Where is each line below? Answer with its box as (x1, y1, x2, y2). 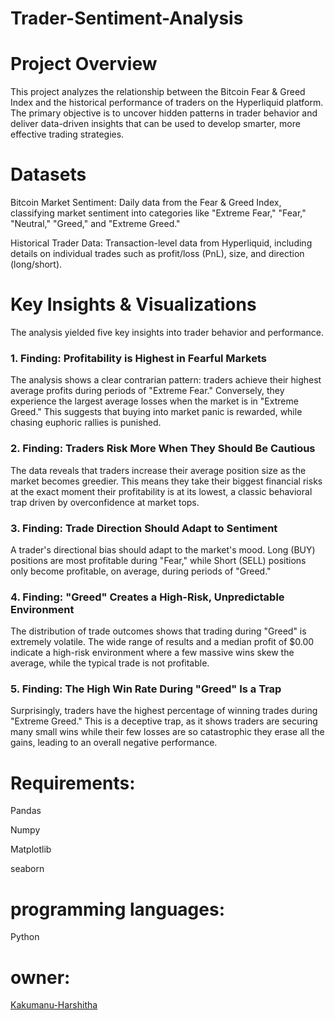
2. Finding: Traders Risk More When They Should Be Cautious (10, 442, 316, 456)
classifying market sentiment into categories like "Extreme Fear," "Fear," (10, 207, 307, 219)
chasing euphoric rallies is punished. (10, 417, 162, 429)
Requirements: (10, 772, 136, 794)
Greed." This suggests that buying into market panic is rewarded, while (10, 406, 303, 418)
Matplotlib (10, 843, 52, 856)
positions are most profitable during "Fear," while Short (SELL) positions (10, 554, 307, 566)
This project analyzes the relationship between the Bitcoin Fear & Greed (10, 86, 306, 98)
